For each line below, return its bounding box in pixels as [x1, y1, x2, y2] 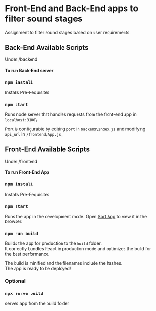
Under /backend [5, 56, 38, 62]
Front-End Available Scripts [5, 146, 90, 154]
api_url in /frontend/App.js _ [5, 131, 63, 137]
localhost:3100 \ [5, 116, 37, 122]
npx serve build [5, 291, 44, 296]
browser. [5, 219, 23, 224]
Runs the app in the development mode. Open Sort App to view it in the [5, 213, 147, 219]
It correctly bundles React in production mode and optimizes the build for [5, 246, 151, 252]
